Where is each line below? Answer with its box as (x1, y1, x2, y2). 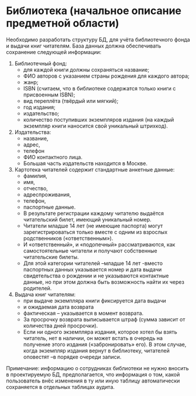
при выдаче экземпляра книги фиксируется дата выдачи (23, 297, 167, 304)
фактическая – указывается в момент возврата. (23, 310, 144, 317)
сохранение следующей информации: (6, 48, 102, 55)
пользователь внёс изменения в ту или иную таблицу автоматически (6, 377, 180, 384)
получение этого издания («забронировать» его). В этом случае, (23, 341, 187, 348)
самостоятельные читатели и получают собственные (23, 247, 157, 254)
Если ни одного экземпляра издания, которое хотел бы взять (23, 328, 177, 335)
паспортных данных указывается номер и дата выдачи (23, 266, 162, 273)
